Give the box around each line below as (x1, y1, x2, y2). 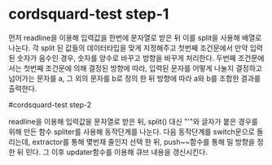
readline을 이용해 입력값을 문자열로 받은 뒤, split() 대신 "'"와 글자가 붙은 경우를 (8, 116, 258, 126)
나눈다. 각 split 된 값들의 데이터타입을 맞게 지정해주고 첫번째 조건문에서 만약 (8, 42, 248, 53)
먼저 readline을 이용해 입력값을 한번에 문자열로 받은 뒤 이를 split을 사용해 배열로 (8, 33, 262, 42)
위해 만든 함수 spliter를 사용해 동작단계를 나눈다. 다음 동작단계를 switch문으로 (8, 127, 255, 137)
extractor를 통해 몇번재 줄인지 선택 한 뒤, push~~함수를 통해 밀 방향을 (32, 137, 256, 146)
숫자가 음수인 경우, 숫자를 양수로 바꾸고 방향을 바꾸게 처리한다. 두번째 (16, 53, 236, 63)
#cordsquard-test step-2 (8, 99, 92, 110)
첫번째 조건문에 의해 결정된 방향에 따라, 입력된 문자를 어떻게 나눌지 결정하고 (23, 63, 263, 73)
